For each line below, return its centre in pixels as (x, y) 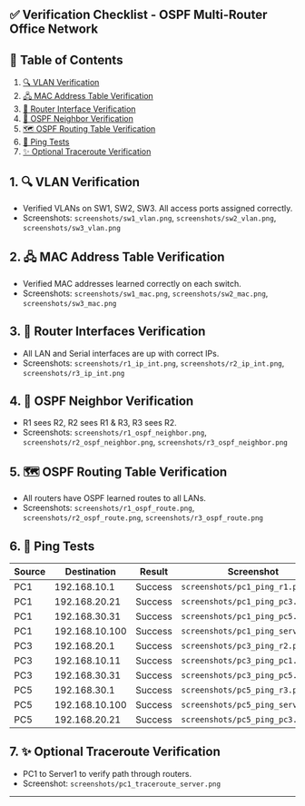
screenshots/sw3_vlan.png (71, 229)
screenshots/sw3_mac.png (69, 303)
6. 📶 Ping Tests (52, 546)
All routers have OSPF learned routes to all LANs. (114, 498)
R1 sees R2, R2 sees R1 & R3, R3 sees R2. (99, 423)
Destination (90, 572)
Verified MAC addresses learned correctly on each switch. (132, 283)
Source (30, 572)
